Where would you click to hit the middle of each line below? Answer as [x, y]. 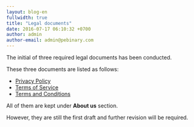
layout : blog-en [27, 12]
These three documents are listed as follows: [63, 69]
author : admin [24, 35]
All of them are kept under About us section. [62, 106]
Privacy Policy [33, 81]
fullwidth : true [27, 18]
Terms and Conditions [43, 94]
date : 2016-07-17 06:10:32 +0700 [49, 29]
